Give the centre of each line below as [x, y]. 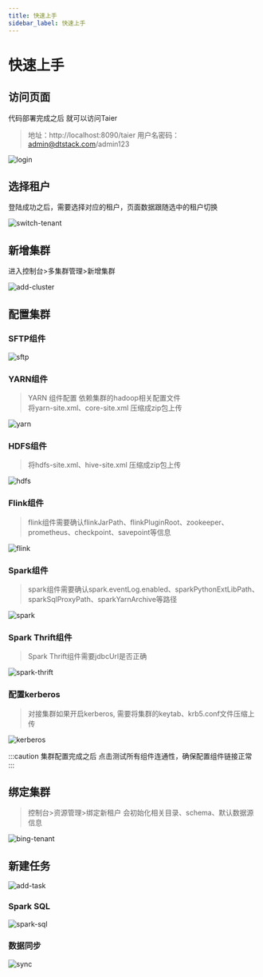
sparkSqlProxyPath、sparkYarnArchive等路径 [102, 599]
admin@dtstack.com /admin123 [79, 144]
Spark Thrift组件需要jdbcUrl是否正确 [87, 656]
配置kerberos [35, 695]
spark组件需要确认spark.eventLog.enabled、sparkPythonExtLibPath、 [143, 589]
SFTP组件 [27, 339]
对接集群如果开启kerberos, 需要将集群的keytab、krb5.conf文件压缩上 [141, 713]
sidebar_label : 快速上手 [47, 23]
